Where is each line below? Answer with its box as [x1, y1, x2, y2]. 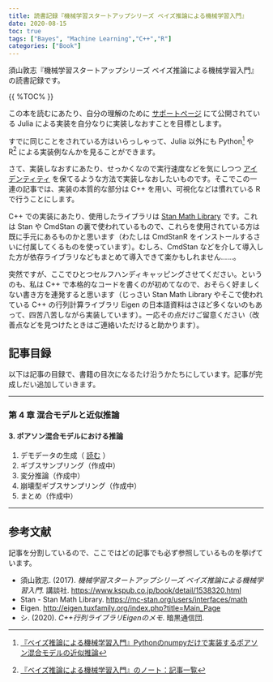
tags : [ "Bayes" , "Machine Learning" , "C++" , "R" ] [8, 34, 173, 43]
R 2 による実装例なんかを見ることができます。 [8, 145, 160, 157]
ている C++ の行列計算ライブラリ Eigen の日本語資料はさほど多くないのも [8, 300, 256, 309]
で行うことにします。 [8, 194, 79, 204]
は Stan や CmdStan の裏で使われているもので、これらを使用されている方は [8, 222, 261, 231]
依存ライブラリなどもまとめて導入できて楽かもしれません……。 [29, 253, 241, 262]
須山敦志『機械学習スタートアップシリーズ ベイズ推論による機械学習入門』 [8, 66, 258, 76]
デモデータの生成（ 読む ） [19, 451, 110, 460]
